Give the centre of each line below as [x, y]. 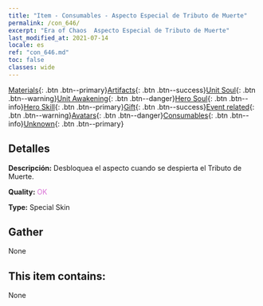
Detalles [29, 149]
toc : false [26, 60]
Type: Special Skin [39, 207]
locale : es [26, 45]
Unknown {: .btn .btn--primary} [74, 123]
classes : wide [32, 68]
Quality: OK [28, 192]
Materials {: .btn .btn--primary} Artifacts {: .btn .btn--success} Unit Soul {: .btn [132, 90]
